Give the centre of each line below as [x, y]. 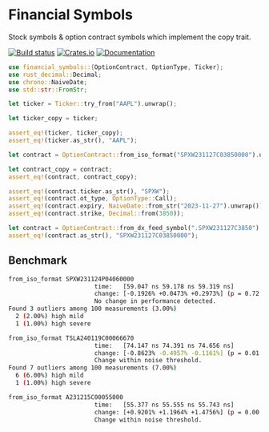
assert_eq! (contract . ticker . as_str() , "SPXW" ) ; [89, 191]
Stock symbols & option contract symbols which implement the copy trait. [130, 37]
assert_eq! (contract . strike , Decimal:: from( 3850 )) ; [96, 214]
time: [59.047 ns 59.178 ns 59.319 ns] [164, 286]
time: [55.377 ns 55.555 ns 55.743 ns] [164, 405]
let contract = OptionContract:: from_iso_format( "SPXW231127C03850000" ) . [134, 155]
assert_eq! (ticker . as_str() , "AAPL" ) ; [73, 141]
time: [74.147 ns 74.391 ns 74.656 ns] [164, 345]
